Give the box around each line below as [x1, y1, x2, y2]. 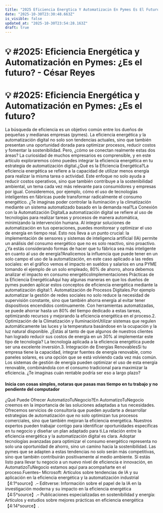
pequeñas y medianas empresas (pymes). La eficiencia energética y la [5, 132, 147, 138]
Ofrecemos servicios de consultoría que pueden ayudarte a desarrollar [5, 407, 147, 413]
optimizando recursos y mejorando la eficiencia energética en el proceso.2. [5, 313, 156, 319]
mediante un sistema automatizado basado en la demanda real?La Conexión [5, 204, 158, 210]
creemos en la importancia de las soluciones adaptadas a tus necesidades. [5, 402, 155, 408]
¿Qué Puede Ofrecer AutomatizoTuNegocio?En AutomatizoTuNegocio [5, 397, 144, 403]
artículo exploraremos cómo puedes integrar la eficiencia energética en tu [5, 158, 153, 164]
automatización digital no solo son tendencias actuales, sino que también [5, 137, 151, 143]
